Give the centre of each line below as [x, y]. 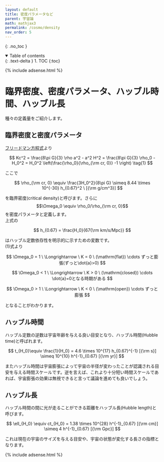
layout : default [22, 10]
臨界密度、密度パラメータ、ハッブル [78, 92]
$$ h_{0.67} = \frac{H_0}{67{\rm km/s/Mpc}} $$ [82, 230]
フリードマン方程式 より [29, 148]
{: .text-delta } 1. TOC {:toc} [33, 61]
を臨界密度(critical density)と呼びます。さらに [51, 198]
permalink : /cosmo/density [33, 28]
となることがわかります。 [31, 305]
